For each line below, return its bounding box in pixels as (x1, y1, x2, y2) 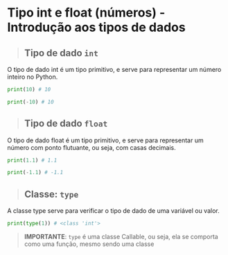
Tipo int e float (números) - (7, 5, 166, 21)
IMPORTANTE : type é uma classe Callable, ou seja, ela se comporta (24, 233, 218, 240)
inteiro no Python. (7, 73, 58, 81)
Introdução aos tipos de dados (7, 19, 186, 35)
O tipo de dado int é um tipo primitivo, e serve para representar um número (7, 66, 222, 73)
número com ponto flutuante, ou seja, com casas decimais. (7, 143, 176, 151)
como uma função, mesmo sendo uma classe (24, 240, 155, 248)
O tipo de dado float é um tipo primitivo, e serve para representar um (7, 136, 204, 144)
